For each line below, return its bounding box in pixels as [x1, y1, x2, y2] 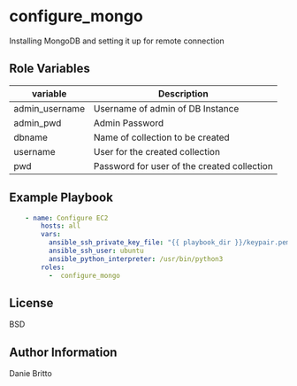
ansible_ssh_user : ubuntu [48, 246, 144, 256]
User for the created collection [93, 145, 221, 158]
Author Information [9, 344, 118, 359]
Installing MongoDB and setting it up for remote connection [9, 35, 225, 46]
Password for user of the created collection [93, 159, 274, 172]
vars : [41, 230, 62, 239]
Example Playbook [9, 190, 113, 205]
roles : [41, 263, 65, 272]
